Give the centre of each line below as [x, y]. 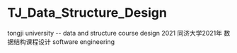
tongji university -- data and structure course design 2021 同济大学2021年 [115, 33]
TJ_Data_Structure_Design [87, 13]
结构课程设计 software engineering [64, 41]
